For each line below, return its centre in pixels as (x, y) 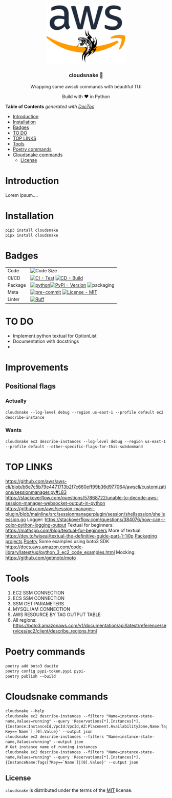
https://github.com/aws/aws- (36, 481)
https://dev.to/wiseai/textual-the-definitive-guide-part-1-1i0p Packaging (81, 536)
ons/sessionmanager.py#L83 (36, 492)
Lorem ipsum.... (22, 195)
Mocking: (126, 552)
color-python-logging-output (36, 525)
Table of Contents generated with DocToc (50, 106)
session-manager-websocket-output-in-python (55, 503)
